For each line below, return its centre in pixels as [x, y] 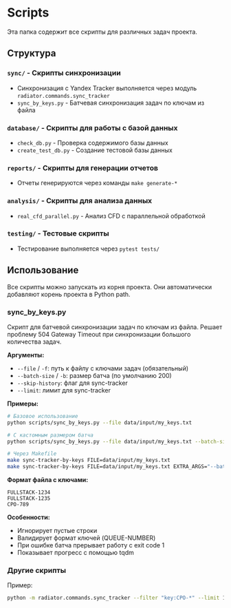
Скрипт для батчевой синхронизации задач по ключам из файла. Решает [115, 327]
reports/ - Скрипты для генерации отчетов [83, 168]
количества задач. [34, 342]
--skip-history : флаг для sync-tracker [73, 383]
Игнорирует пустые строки [57, 531]
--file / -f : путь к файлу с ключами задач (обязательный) [103, 368]
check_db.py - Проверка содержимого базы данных [92, 143]
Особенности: [29, 517]
